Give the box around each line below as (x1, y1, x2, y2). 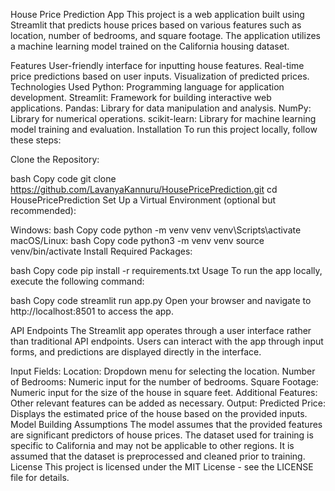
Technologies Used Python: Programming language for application (10, 81, 285, 93)
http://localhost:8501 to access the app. (10, 305, 174, 317)
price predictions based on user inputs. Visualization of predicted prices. (10, 70, 310, 82)
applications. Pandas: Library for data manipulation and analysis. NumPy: (10, 102, 312, 114)
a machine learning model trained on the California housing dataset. (10, 40, 290, 52)
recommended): (10, 205, 77, 216)
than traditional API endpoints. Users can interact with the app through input (10, 335, 324, 347)
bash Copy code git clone (10, 173, 117, 184)
